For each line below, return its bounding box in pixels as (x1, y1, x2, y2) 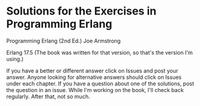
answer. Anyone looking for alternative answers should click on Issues (6, 73, 182, 81)
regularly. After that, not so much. (6, 93, 90, 100)
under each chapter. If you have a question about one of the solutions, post (6, 80, 195, 87)
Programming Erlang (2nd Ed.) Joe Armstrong (6, 37, 121, 44)
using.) (6, 55, 24, 62)
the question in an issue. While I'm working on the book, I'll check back (6, 86, 184, 93)
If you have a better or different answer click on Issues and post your (6, 67, 179, 74)
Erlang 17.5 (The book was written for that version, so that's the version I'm (6, 48, 193, 56)
